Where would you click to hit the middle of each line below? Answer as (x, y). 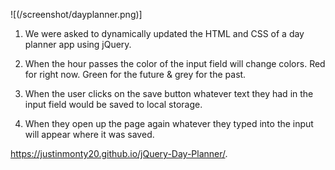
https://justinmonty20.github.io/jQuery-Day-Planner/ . (119, 153)
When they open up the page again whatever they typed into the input (169, 123)
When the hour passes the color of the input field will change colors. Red (175, 63)
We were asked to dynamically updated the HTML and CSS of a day (164, 33)
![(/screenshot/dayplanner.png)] (76, 14)
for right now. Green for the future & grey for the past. (135, 74)
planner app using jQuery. (78, 44)
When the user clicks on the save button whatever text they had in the (169, 93)
